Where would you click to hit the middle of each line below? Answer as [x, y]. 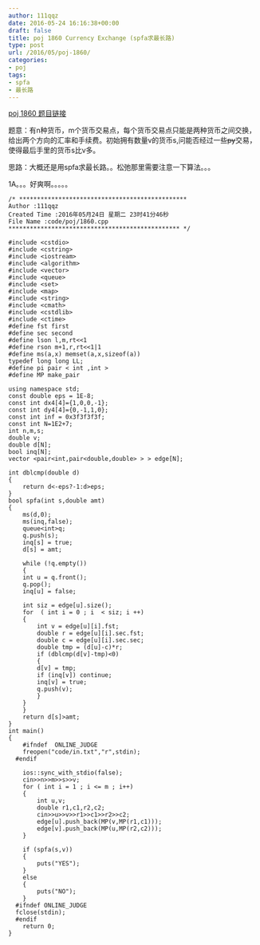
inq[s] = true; [48, 543]
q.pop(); [37, 585]
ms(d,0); [37, 515]
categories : [28, 61]
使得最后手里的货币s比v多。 [54, 150]
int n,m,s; [26, 431]
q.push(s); [41, 536]
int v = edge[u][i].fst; [78, 627]
